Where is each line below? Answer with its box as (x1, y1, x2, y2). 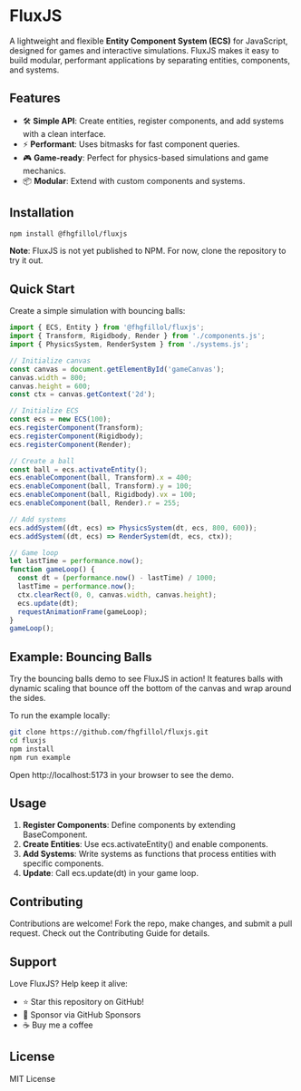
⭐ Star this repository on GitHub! (22, 997, 145, 1007)
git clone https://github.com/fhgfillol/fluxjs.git (9, 727, 209, 737)
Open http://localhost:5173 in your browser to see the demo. (9, 769, 234, 780)
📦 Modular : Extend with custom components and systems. (22, 175, 246, 186)
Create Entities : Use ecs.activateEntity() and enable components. (22, 839, 269, 850)
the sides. (9, 693, 46, 704)
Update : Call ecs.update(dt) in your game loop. (22, 868, 199, 879)
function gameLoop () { (9, 565, 95, 574)
